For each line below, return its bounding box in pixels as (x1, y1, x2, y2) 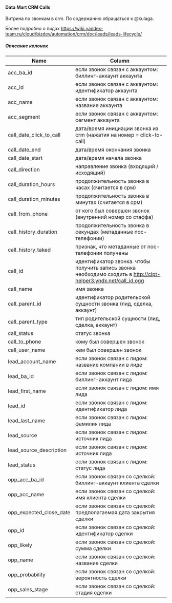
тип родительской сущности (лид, (75, 315, 160, 322)
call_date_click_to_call (8, 131, 60, 139)
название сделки (75, 560, 118, 567)
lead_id (8, 402, 26, 409)
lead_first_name (8, 388, 46, 395)
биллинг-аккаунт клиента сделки (75, 479, 159, 486)
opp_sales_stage (8, 586, 48, 593)
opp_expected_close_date (8, 509, 71, 516)
